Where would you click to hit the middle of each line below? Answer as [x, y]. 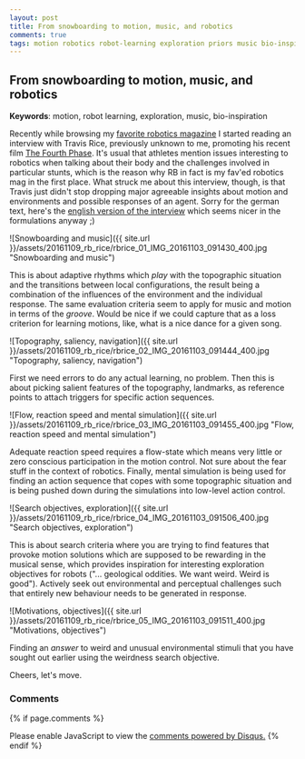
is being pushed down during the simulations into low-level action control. [148, 491]
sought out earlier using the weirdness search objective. [114, 658]
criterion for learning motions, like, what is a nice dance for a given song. [146, 324]
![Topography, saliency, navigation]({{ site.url [94, 341]
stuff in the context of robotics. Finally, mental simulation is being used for [148, 471]
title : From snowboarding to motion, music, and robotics [121, 26]
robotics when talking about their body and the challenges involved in [140, 163]
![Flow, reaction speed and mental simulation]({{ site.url [113, 415]
